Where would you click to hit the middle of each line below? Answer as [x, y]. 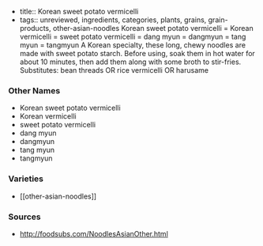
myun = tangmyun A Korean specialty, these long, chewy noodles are [133, 45]
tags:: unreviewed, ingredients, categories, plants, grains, [113, 20]
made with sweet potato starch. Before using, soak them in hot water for [137, 53]
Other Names [34, 90]
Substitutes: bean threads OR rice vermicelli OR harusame [114, 70]
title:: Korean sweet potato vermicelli [79, 11]
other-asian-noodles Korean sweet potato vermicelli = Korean [153, 28]
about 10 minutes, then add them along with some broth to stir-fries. [130, 62]
